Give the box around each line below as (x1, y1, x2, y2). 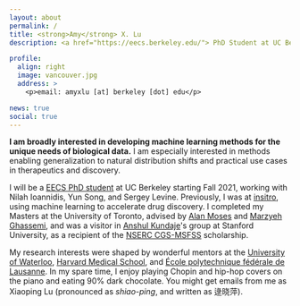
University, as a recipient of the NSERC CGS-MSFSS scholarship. (9, 230, 249, 241)
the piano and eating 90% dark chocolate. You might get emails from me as (9, 276, 287, 286)
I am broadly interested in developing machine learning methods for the (9, 136, 281, 148)
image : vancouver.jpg (17, 71, 98, 81)
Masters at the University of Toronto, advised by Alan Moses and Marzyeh (9, 211, 283, 222)
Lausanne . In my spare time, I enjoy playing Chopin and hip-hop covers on (9, 266, 283, 277)
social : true (9, 112, 58, 121)
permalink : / (9, 21, 58, 30)
